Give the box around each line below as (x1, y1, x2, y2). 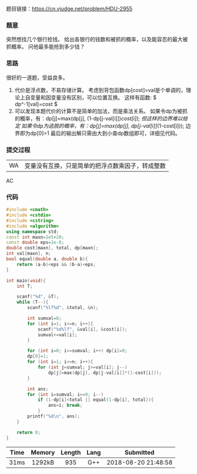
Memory (31, 448, 55, 456)
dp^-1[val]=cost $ (14, 100, 58, 107)
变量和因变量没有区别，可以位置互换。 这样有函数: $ (30, 94, 157, 101)
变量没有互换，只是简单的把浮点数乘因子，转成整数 (24, 162, 166, 170)
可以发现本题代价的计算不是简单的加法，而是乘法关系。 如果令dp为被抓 (14, 107, 188, 114)
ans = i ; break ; (48, 403, 83, 409)
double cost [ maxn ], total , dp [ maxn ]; (6, 245, 99, 251)
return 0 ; (16, 429, 41, 435)
